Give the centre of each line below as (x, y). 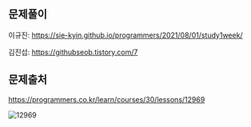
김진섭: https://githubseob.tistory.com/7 (73, 52)
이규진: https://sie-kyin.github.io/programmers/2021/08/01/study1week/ (125, 35)
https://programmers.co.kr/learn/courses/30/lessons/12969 (107, 99)
